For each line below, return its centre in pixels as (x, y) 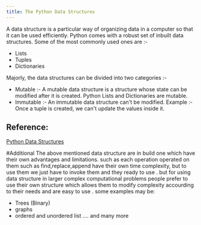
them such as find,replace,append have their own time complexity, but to (97, 166)
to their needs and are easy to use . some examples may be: (81, 191)
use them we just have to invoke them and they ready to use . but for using (98, 172)
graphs (24, 209)
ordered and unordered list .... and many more (72, 216)
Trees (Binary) (32, 203)
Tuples (23, 59)
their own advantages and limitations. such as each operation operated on (98, 160)
